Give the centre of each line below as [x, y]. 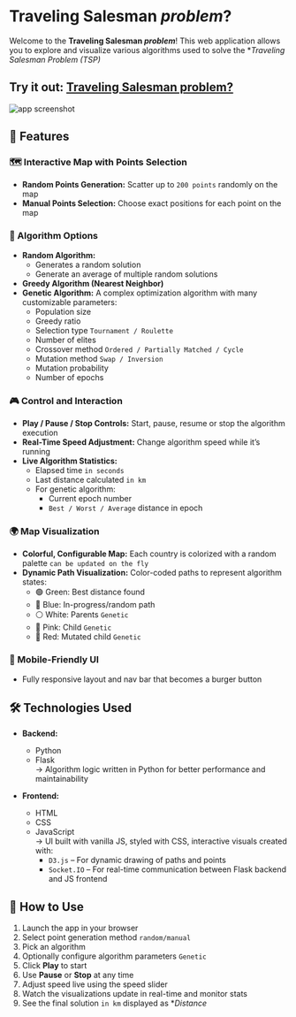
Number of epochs [69, 377]
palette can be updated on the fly [85, 563]
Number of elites [66, 340]
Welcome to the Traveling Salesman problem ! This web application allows [145, 41]
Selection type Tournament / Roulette [104, 330]
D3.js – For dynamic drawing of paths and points [137, 860]
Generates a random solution [88, 264]
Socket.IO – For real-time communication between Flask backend [167, 869]
